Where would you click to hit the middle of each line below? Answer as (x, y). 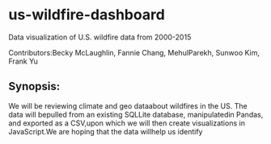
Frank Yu (23, 61)
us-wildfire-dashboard (87, 15)
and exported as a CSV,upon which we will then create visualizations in (127, 123)
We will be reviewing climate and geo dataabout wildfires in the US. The (128, 105)
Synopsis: (34, 86)
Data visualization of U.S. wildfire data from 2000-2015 (100, 37)
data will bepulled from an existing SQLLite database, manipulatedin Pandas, (136, 114)
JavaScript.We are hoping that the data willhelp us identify (106, 131)
